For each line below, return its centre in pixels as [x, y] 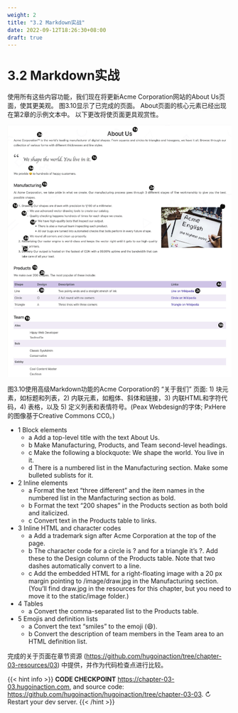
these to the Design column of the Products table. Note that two [121, 559]
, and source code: [97, 687]
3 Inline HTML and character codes [69, 528]
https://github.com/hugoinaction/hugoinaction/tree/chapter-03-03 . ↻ [109, 695]
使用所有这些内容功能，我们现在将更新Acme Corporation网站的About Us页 [117, 97]
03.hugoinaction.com [38, 687]
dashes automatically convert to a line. [85, 566]
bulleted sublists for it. [61, 476]
